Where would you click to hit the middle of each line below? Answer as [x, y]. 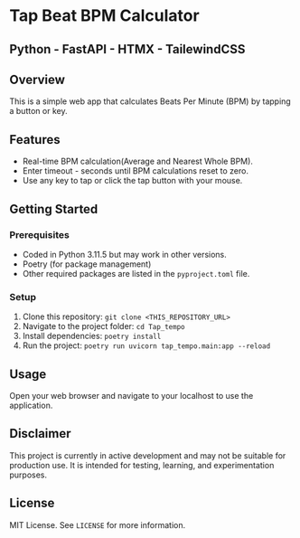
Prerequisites [39, 234]
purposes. [28, 475]
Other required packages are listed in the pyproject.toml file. [136, 273]
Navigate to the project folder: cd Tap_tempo [103, 326]
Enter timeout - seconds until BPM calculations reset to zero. [135, 171]
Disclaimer [40, 434]
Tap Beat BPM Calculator [105, 16]
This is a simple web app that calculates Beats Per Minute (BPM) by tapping [150, 101]
